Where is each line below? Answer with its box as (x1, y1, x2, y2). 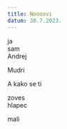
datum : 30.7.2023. (7, 17, 62, 24)
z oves (7, 93, 25, 102)
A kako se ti (7, 79, 42, 88)
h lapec (7, 100, 28, 109)
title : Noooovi (7, 10, 53, 18)
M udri (7, 66, 25, 74)
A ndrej (7, 51, 27, 61)
